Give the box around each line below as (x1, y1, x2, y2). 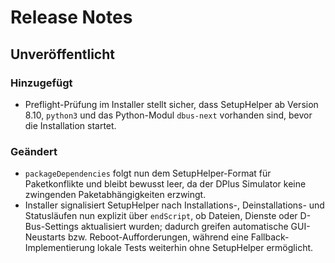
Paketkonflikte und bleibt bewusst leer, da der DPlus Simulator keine (24, 178, 307, 190)
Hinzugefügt (10, 76, 73, 90)
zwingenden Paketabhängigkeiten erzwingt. (24, 189, 207, 201)
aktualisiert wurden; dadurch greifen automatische (80, 221, 289, 233)
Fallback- (250, 231, 290, 243)
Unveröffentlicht (10, 46, 115, 63)
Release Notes (10, 6, 133, 29)
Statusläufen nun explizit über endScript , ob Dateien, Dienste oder (24, 210, 298, 222)
